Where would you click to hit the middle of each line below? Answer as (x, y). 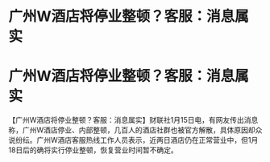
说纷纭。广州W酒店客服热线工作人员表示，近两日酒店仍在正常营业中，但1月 (133, 140)
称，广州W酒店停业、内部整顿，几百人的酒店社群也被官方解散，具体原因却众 (135, 130)
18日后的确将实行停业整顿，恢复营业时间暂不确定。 (93, 150)
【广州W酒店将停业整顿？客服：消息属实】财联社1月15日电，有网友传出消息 (133, 120)
